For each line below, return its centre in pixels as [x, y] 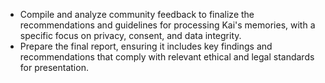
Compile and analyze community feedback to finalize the [137, 14]
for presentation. [54, 67]
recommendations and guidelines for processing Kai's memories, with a [167, 25]
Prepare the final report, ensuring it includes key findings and [146, 46]
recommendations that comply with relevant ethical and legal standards [167, 57]
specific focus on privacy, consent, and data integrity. [130, 35]
